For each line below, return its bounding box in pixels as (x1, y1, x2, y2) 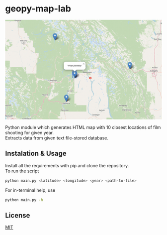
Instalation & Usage (5, 149, 67, 158)
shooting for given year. (5, 129, 54, 135)
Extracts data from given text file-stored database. (5, 135, 108, 141)
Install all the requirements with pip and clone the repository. (5, 162, 129, 168)
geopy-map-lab (5, 3, 71, 14)
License (5, 211, 30, 220)
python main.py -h (5, 197, 43, 202)
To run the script (5, 168, 39, 174)
